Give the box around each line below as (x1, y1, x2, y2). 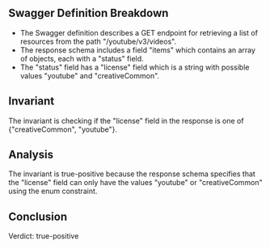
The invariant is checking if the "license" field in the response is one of (8, 116, 244, 125)
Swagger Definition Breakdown (8, 6, 169, 20)
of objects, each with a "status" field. (19, 53, 144, 63)
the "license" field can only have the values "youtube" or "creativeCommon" (8, 178, 263, 188)
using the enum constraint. (8, 186, 98, 196)
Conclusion (8, 209, 68, 223)
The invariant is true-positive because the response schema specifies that (8, 169, 256, 179)
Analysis (8, 148, 54, 162)
